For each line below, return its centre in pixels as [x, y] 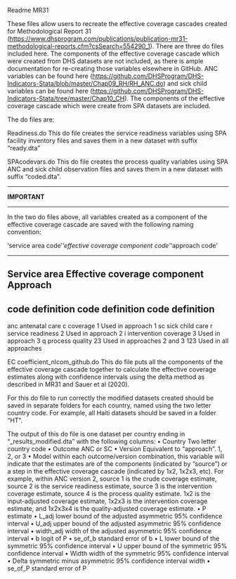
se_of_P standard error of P [47, 568]
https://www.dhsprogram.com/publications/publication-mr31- [99, 39]
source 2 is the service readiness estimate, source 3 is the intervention [110, 486]
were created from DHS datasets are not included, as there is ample [105, 61]
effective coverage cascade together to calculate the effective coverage [112, 370]
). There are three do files [187, 46]
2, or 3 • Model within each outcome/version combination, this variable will [116, 457]
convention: [25, 232]
